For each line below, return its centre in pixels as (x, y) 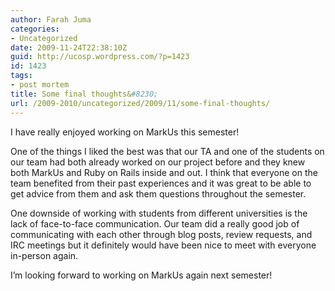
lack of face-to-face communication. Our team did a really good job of (155, 223)
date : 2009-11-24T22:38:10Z (69, 47)
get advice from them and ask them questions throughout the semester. (158, 193)
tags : (21, 76)
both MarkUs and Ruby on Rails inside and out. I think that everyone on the (164, 172)
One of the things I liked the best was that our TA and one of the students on (167, 151)
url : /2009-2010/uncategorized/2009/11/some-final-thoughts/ (140, 103)
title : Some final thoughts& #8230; (84, 94)
